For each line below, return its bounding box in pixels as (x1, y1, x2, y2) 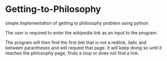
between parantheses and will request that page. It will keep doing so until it (5, 44, 162, 50)
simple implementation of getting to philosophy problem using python (5, 20, 148, 26)
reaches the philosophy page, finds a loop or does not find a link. (5, 50, 139, 56)
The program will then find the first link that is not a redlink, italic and (5, 39, 146, 45)
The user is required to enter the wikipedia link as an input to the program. (5, 29, 158, 35)
